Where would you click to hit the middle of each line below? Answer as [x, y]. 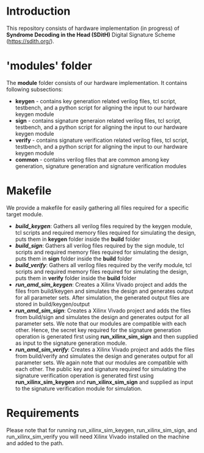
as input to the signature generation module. [71, 343]
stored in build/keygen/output [53, 304]
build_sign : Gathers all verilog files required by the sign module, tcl [100, 245]
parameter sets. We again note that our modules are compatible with [101, 363]
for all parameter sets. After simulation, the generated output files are [102, 297]
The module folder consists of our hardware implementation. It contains [97, 83]
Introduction [38, 11]
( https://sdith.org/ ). [31, 41]
